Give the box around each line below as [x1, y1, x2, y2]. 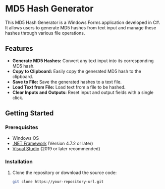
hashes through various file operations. [5, 30, 85, 36]
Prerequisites [5, 124, 38, 131]
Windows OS [12, 135, 39, 141]
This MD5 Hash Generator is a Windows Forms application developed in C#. [5, 19, 161, 25]
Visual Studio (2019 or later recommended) [12, 146, 101, 152]
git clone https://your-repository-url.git [12, 179, 104, 184]
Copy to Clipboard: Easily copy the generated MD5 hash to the [12, 68, 141, 74]
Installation [5, 158, 33, 165]
